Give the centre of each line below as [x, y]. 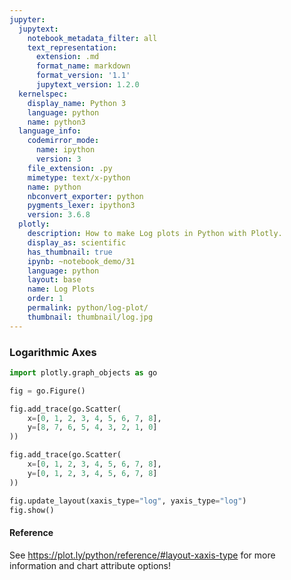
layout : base [54, 280]
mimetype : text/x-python [79, 177]
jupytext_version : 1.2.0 [87, 85]
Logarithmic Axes [53, 352]
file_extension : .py [70, 168]
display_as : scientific [77, 242]
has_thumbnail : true [70, 252]
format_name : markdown [83, 66]
